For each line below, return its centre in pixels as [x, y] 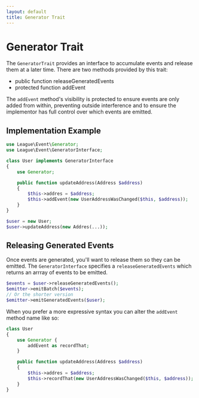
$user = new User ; [29, 221]
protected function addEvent [50, 88]
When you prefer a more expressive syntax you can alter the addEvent [92, 311]
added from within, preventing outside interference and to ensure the [91, 106]
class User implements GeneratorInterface [60, 161]
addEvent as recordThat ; [59, 345]
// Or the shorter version [40, 295]
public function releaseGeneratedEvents [65, 81]
